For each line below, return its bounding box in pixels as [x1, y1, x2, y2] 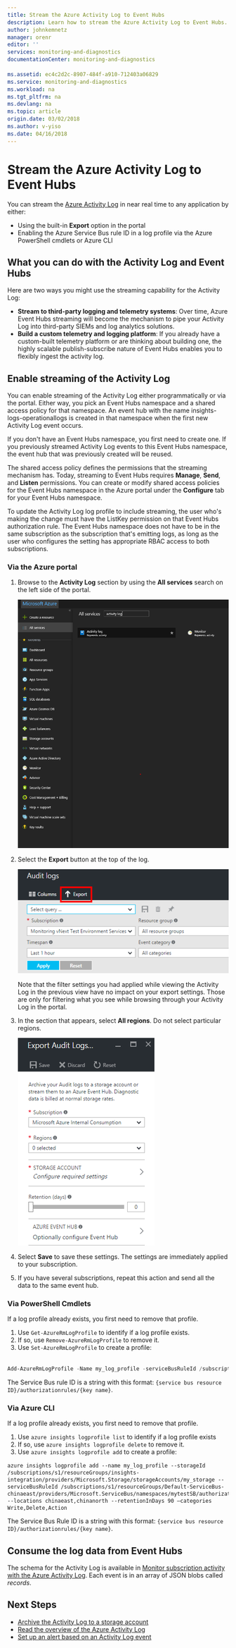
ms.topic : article [7, 108, 61, 116]
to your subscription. [17, 1260, 78, 1268]
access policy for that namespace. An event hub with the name [7, 406, 190, 415]
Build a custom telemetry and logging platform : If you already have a [17, 330, 220, 338]
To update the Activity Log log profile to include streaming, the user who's [7, 508, 222, 516]
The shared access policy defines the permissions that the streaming [7, 464, 207, 472]
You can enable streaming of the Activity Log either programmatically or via [7, 391, 226, 400]
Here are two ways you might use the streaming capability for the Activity [7, 286, 220, 295]
